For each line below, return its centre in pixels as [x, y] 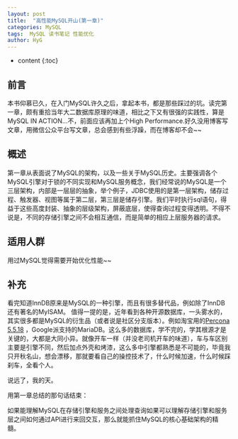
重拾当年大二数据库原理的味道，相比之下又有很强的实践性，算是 [131, 112]
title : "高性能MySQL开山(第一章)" [56, 21]
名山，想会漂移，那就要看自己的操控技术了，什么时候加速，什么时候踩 [128, 357]
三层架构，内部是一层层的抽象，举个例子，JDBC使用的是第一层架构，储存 [115, 190]
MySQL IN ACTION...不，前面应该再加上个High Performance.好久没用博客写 [118, 121]
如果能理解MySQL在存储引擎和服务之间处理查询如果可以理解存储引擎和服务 [118, 411]
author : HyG [25, 40]
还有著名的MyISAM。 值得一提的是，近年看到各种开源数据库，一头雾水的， [117, 312]
